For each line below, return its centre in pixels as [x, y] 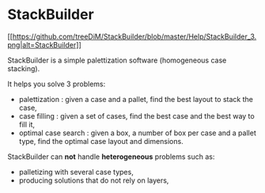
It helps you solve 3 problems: [57, 84]
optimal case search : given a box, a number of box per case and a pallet [137, 133]
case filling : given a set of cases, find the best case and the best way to [136, 115]
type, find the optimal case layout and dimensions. [101, 141]
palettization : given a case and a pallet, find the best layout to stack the [136, 99]
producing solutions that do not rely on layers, [94, 180]
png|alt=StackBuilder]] [44, 44]
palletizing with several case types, [76, 172]
